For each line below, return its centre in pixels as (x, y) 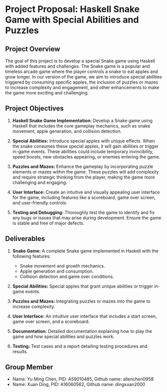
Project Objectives (34, 108)
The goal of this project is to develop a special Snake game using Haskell (80, 61)
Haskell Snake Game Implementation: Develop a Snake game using (83, 120)
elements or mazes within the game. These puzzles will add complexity (85, 171)
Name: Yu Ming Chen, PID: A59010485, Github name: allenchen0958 (83, 379)
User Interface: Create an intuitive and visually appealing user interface (86, 192)
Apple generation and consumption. (57, 271)
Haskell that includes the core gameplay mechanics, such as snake (81, 125)
